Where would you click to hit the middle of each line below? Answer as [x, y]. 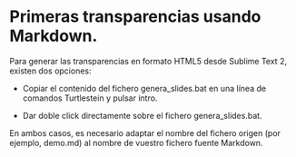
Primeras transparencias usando [135, 17]
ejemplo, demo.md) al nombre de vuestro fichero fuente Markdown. [136, 142]
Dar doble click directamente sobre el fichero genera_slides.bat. [142, 115]
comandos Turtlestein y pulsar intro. [90, 98]
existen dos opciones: [50, 71]
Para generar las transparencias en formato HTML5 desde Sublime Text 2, [148, 61]
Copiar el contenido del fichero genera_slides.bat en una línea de [144, 88]
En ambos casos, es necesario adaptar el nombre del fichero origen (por [145, 132]
